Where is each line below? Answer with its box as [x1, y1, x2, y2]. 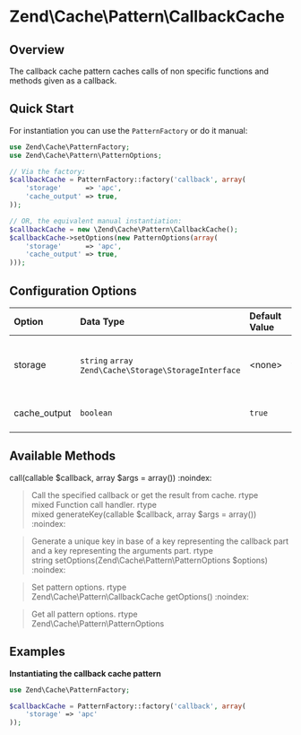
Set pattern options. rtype [30, 582, 127, 592]
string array [80, 356, 133, 365]
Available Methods [9, 449, 116, 464]
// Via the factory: [9, 167, 87, 176]
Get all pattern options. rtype [30, 608, 138, 619]
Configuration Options [9, 283, 137, 298]
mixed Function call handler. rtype [30, 499, 157, 510]
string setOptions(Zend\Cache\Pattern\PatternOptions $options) [30, 555, 269, 565]
